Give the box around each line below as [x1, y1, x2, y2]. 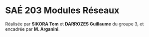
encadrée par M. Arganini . [5, 26, 60, 32]
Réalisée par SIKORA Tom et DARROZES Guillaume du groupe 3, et [5, 21, 144, 27]
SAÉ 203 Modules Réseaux [5, 5, 120, 16]
